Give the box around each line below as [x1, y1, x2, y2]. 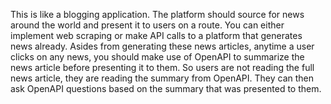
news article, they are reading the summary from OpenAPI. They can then [10, 72, 314, 84]
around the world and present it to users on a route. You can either [10, 19, 285, 31]
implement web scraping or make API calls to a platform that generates [10, 30, 303, 41]
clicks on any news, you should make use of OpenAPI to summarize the [10, 51, 305, 63]
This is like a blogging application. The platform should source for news [10, 9, 305, 20]
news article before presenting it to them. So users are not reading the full [10, 62, 315, 73]
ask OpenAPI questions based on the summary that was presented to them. [10, 83, 322, 94]
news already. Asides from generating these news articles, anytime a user [10, 40, 315, 52]
